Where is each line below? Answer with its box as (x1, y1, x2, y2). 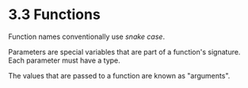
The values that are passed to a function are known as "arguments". (8, 71, 231, 80)
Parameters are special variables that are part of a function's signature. (8, 47, 241, 56)
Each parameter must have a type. (8, 55, 120, 65)
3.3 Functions (8, 6, 101, 24)
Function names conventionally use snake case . (8, 32, 165, 41)
